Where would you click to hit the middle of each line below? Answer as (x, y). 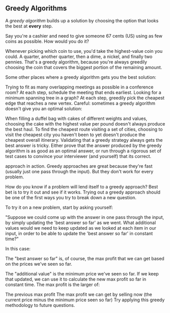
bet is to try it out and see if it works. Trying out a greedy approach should (83, 192)
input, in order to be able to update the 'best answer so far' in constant (79, 233)
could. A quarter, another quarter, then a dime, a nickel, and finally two (79, 56)
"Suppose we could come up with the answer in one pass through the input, (85, 217)
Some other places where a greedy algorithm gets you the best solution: (81, 77)
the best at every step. (29, 26)
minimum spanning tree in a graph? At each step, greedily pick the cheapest (85, 98)
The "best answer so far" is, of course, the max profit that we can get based (85, 258)
